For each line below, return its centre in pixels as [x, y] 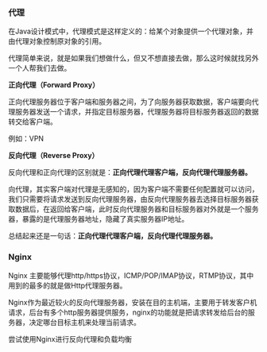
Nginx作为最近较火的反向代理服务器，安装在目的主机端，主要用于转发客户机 [133, 302]
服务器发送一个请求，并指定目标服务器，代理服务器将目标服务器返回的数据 [137, 112]
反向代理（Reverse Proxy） [54, 156]
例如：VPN [26, 139]
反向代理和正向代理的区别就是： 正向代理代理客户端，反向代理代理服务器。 [130, 172]
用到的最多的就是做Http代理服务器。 [68, 285]
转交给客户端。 [33, 122]
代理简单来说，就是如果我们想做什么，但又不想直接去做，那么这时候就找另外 [133, 58]
